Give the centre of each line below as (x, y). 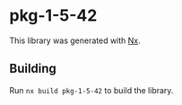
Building (33, 69)
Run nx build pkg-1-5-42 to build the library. (91, 90)
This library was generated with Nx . (75, 40)
